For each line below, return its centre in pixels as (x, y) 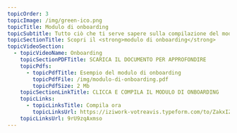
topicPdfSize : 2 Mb (61, 86)
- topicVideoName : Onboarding (58, 53)
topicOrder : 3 (28, 14)
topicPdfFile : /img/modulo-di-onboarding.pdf (101, 79)
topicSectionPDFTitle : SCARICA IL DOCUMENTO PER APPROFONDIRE (113, 60)
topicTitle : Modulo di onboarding (58, 27)
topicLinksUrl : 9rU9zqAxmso (61, 118)
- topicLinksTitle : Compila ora (73, 106)
